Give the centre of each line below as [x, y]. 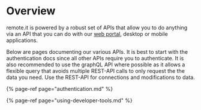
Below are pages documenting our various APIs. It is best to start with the [97, 51]
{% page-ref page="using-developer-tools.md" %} [70, 100]
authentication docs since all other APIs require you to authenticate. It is [95, 58]
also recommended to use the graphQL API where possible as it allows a [96, 65]
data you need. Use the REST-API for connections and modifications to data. [100, 77]
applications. [22, 40]
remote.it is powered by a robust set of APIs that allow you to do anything [97, 27]
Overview [31, 11]
